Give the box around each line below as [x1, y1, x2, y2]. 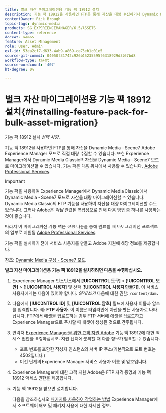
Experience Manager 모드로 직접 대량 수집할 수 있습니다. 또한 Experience [5, 150, 149, 156]
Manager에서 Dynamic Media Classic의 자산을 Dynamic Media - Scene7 [5, 156, 150, 163]
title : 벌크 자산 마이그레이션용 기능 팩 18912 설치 [5, 7, 99, 12]
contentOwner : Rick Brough [5, 16, 61, 21]
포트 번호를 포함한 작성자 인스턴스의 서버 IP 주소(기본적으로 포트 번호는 [19, 346, 156, 352]
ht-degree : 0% [5, 67, 35, 72]
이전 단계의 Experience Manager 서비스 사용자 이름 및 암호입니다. [19, 358, 148, 364]
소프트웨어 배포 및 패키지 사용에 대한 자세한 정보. [17, 402, 111, 408]
